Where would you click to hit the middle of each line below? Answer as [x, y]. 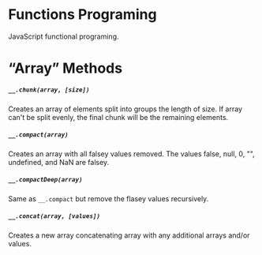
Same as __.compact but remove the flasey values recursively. [109, 199]
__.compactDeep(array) [45, 179]
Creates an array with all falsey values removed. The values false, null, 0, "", [131, 154]
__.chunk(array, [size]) [49, 90]
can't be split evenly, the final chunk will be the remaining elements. [118, 118]
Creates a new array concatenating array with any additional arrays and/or [129, 235]
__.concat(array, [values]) [54, 216]
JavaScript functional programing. [64, 36]
